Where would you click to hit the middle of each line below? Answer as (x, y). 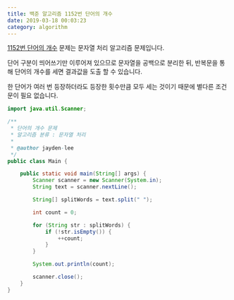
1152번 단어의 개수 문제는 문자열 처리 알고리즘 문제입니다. (86, 48)
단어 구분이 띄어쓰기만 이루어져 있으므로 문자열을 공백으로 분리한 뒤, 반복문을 (113, 63)
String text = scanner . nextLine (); (85, 187)
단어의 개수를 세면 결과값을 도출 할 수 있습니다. (79, 72)
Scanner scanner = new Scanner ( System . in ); (97, 181)
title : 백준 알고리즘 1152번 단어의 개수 (60, 14)
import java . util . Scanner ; (47, 109)
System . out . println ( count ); (74, 264)
